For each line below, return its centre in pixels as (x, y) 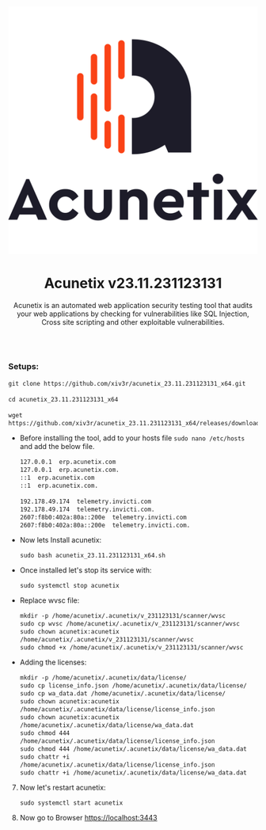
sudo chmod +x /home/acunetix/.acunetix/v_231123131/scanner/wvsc (131, 648)
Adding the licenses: (53, 662)
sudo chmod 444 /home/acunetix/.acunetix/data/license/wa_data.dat (133, 749)
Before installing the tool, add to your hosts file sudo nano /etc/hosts (132, 438)
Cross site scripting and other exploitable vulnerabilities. (133, 322)
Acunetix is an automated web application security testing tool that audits (133, 305)
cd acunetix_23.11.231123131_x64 (63, 400)
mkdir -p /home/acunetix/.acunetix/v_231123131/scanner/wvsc (123, 616)
